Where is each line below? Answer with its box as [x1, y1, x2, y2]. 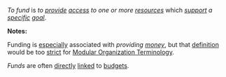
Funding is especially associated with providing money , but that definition [7, 41, 219, 48]
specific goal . [7, 13, 47, 22]
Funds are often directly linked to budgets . [7, 62, 129, 69]
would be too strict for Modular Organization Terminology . [7, 48, 175, 56]
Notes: [7, 27, 28, 35]
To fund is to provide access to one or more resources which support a [7, 6, 213, 14]
